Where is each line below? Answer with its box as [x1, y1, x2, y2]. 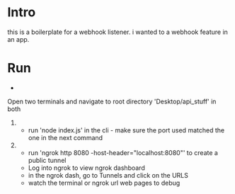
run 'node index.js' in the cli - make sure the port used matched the [28, 125, 225, 135]
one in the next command [28, 133, 103, 142]
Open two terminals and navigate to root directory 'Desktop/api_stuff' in [7, 97, 217, 105]
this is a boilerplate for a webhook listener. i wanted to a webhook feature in [7, 28, 229, 36]
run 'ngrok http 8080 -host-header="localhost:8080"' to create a [28, 148, 218, 156]
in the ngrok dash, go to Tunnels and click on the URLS [28, 171, 189, 179]
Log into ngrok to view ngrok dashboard [28, 164, 145, 172]
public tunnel [28, 156, 67, 164]
